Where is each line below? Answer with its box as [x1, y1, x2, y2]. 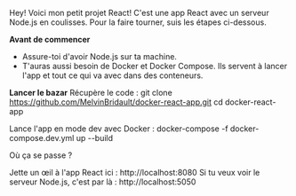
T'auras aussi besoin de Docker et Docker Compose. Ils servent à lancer [21, 61, 288, 71]
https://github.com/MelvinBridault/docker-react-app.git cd [9, 97, 224, 107]
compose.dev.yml [9, 133, 75, 143]
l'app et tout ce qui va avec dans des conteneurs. [21, 70, 204, 81]
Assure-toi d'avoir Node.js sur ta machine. [21, 51, 178, 61]
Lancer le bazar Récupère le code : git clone [9, 88, 173, 98]
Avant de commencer [9, 35, 91, 44]
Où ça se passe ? [9, 150, 73, 161]
